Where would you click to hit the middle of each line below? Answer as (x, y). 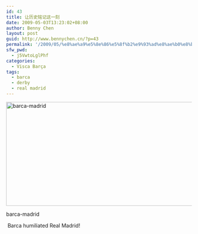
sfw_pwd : (17, 50)
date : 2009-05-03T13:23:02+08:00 (47, 22)
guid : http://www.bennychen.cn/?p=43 (52, 39)
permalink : (19, 45)
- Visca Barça (29, 66)
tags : (13, 72)
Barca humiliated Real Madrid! (44, 225)
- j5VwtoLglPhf (30, 55)
